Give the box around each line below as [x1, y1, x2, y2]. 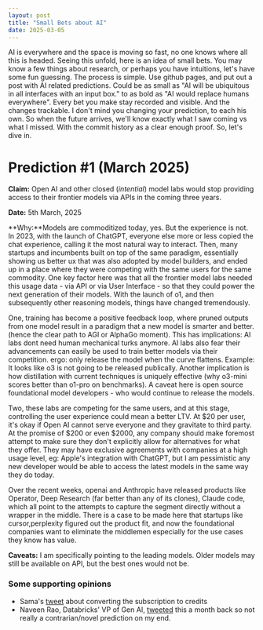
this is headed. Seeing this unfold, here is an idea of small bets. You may [8, 56, 243, 65]
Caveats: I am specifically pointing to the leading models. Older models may [8, 551, 255, 560]
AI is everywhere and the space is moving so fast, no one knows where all [8, 48, 248, 57]
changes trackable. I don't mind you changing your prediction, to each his [8, 106, 247, 115]
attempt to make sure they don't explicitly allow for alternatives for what [8, 437, 241, 446]
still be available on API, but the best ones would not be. [8, 559, 190, 569]
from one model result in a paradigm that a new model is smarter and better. [8, 322, 254, 331]
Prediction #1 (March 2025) [8, 158, 190, 177]
